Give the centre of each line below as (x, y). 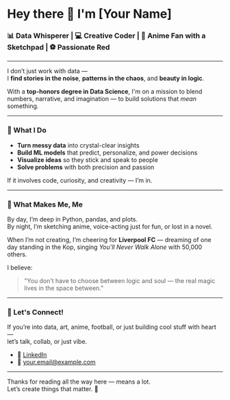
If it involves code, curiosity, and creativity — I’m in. (80, 180)
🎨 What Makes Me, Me (45, 204)
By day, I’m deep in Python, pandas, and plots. (73, 219)
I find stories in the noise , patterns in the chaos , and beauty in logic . (106, 79)
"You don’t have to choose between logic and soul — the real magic (119, 281)
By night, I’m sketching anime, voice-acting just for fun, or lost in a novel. (110, 227)
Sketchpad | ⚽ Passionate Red (59, 47)
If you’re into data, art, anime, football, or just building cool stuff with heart (112, 327)
